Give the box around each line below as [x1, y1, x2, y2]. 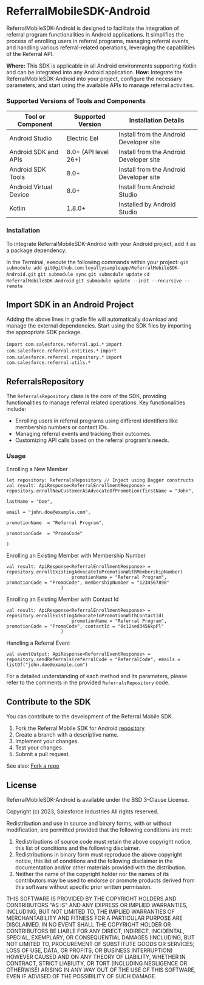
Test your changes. [15, 744, 64, 751]
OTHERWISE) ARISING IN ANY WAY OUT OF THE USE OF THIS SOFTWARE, [6, 966, 196, 973]
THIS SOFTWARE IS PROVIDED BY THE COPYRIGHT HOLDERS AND [6, 895, 177, 902]
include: [6, 405, 27, 413]
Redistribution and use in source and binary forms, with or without [6, 820, 172, 827]
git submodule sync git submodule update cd [37, 271, 150, 278]
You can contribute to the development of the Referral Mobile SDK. [6, 713, 174, 720]
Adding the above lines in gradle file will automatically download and [6, 315, 178, 323]
